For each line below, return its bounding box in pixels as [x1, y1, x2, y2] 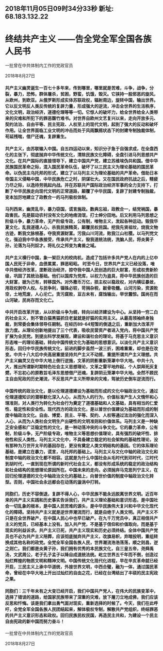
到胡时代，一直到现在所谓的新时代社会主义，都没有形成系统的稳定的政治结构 [5, 461, 158, 466]
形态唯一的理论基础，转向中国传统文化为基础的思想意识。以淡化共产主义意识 [5, 340, 158, 345]
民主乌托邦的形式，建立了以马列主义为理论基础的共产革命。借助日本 [21, 170, 158, 176]
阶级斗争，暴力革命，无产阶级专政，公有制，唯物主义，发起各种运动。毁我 [5, 218, 154, 224]
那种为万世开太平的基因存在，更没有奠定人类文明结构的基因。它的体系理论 [9, 443, 158, 448]
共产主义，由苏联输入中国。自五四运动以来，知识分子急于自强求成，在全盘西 [5, 145, 158, 152]
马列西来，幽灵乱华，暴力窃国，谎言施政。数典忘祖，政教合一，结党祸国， [5, 206, 154, 212]
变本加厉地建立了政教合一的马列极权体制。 [5, 194, 90, 200]
